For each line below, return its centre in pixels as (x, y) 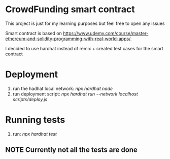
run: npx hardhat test (35, 134)
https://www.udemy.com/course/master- (106, 33)
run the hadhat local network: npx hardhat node (63, 88)
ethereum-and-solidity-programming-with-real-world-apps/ (68, 39)
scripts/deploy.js (30, 99)
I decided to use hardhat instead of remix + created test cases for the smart (84, 48)
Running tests (35, 120)
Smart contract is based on (34, 33)
